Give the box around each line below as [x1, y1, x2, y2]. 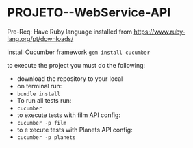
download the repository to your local [16, 74, 123, 83]
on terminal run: [16, 82, 62, 90]
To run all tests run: [16, 96, 72, 104]
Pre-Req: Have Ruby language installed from [7, 27, 133, 36]
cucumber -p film [16, 119, 67, 126]
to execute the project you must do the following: [7, 61, 146, 69]
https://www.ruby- [133, 27, 186, 36]
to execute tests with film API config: [16, 111, 121, 119]
